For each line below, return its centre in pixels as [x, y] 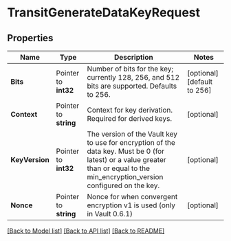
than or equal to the [118, 168]
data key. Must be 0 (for [126, 151]
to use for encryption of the [131, 142]
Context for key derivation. [130, 110]
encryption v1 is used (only [131, 205]
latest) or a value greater [126, 160]
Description [134, 57]
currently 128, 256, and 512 [133, 77]
